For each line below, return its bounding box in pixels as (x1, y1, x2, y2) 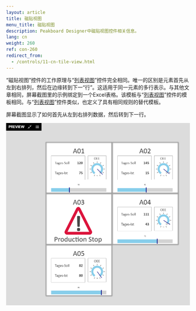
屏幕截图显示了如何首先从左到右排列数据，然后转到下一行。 (6, 111, 149, 118)
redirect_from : (6, 53, 43, 59)
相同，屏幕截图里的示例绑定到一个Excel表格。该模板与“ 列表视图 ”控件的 (10, 91, 182, 98)
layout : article (6, 9, 45, 15)
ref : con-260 (6, 47, 38, 53)
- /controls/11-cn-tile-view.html (11, 59, 95, 64)
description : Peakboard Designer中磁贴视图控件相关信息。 (6, 28, 139, 34)
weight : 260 (6, 40, 35, 46)
